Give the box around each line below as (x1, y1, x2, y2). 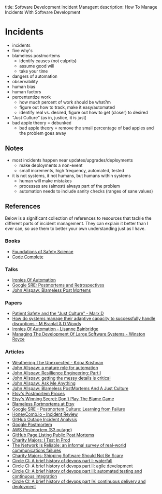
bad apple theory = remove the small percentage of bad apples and (19, 125, 154, 131)
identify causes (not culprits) (19, 58, 77, 64)
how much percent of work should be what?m (19, 99, 111, 105)
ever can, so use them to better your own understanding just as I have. (5, 226, 146, 231)
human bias (12, 84, 35, 89)
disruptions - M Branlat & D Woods (12, 321, 81, 327)
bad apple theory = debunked (12, 120, 72, 125)
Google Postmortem (12, 422, 52, 427)
